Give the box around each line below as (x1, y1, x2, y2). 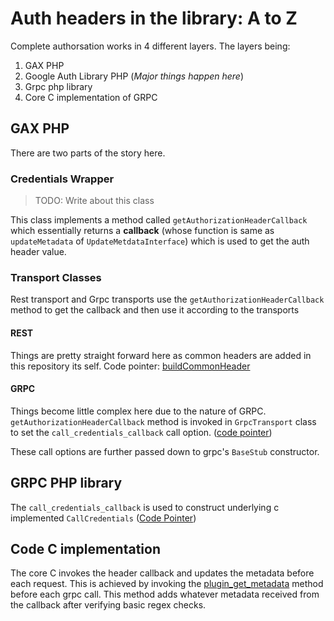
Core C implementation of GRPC (24, 91, 158, 103)
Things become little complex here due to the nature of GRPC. (10, 405, 267, 417)
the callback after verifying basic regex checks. (10, 599, 207, 611)
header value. (10, 246, 67, 258)
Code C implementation (10, 540, 162, 557)
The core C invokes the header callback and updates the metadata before (10, 567, 315, 579)
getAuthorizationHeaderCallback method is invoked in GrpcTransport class (10, 415, 317, 427)
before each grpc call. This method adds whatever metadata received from (10, 588, 320, 601)
